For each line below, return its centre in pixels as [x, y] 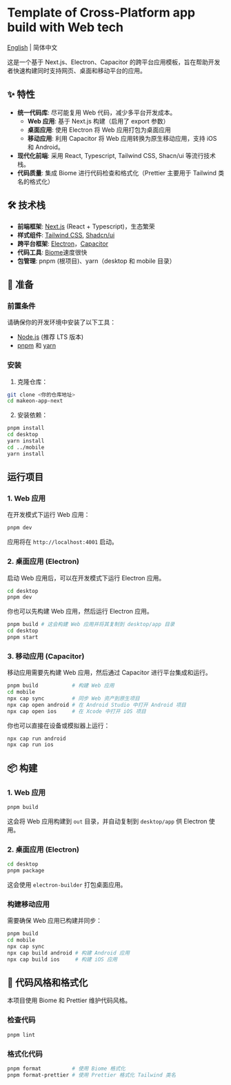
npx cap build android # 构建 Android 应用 [68, 953]
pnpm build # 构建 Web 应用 [61, 686]
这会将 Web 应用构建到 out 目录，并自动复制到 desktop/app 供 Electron [107, 821]
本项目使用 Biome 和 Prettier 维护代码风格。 [69, 1000]
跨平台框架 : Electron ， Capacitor [63, 244]
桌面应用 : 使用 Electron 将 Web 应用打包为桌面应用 [99, 130]
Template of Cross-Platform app [101, 13]
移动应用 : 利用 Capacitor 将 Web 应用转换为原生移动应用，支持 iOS [122, 138]
